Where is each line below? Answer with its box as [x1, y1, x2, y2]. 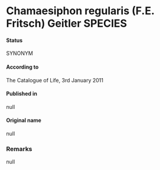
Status [6, 37, 23, 44]
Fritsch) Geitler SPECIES [6, 17, 128, 30]
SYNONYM [6, 50, 34, 57]
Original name [6, 117, 41, 124]
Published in [6, 90, 37, 97]
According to [6, 63, 39, 70]
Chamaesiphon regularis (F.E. [6, 4, 155, 18]
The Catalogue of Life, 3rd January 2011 [6, 76, 103, 84]
